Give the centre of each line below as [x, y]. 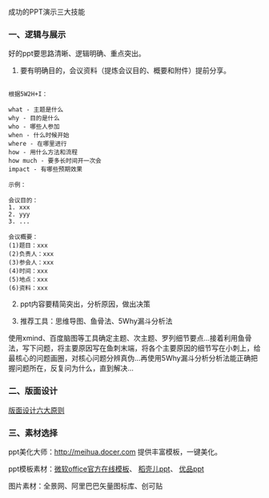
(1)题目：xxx [28, 246]
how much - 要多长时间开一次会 [55, 161]
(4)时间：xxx [28, 271]
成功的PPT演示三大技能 [47, 12]
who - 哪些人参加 [34, 127]
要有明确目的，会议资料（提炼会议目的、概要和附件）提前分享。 [125, 71]
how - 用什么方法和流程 [43, 152]
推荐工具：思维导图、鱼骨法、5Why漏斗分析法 [96, 321]
